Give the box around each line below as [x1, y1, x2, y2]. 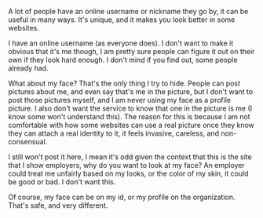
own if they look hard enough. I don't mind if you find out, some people [8, 55, 238, 64]
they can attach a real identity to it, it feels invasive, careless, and [8, 129, 220, 138]
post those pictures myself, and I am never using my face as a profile [8, 96, 232, 104]
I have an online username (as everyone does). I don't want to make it [8, 38, 234, 48]
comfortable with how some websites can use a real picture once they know [8, 121, 255, 129]
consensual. [8, 137, 48, 146]
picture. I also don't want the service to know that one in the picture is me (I [8, 104, 253, 113]
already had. [8, 64, 49, 73]
